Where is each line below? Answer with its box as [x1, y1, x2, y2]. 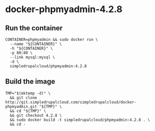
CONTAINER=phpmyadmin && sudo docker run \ [5, 37, 98, 42]
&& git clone [10, 95, 37, 100]
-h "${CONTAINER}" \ [10, 46, 53, 51]
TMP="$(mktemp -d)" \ [5, 91, 51, 96]
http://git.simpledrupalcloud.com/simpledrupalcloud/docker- [5, 100, 137, 105]
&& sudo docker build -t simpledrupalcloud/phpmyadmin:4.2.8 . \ [10, 117, 150, 122]
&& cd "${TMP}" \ [10, 108, 46, 113]
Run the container [5, 24, 63, 32]
